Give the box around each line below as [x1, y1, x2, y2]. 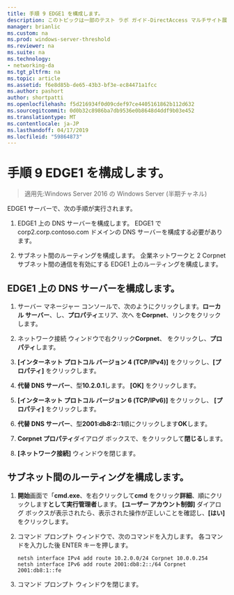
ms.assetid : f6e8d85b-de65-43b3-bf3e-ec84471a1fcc [7, 81, 157, 88]
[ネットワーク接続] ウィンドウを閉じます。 [17, 450, 139, 457]
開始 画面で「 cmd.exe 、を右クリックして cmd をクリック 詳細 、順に [17, 491, 210, 500]
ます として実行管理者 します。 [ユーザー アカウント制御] [36, 500, 196, 508]
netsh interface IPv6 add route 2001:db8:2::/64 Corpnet [17, 561, 187, 568]
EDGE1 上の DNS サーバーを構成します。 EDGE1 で [17, 219, 162, 228]
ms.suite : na [7, 49, 45, 56]
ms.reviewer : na [7, 42, 54, 49]
